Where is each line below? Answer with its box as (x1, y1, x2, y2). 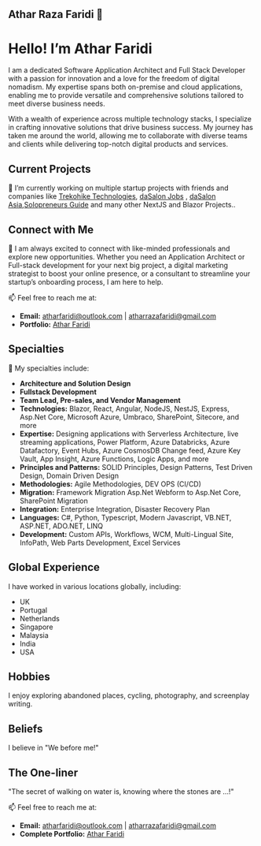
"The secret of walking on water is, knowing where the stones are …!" (8, 787, 234, 796)
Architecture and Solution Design (19, 378, 131, 388)
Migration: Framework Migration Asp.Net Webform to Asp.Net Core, (19, 487, 241, 497)
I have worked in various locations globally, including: (8, 581, 182, 591)
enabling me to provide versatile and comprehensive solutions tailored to (8, 91, 244, 100)
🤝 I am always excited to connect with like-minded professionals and (8, 244, 230, 253)
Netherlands (19, 613, 61, 623)
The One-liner (8, 766, 79, 779)
